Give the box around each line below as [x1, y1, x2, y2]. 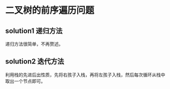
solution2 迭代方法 [5, 57, 64, 66]
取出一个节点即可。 [5, 78, 46, 84]
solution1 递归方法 [5, 26, 62, 35]
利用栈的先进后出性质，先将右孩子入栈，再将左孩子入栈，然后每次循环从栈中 [5, 72, 165, 78]
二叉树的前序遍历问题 [5, 5, 95, 16]
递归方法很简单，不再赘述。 [5, 41, 63, 47]
